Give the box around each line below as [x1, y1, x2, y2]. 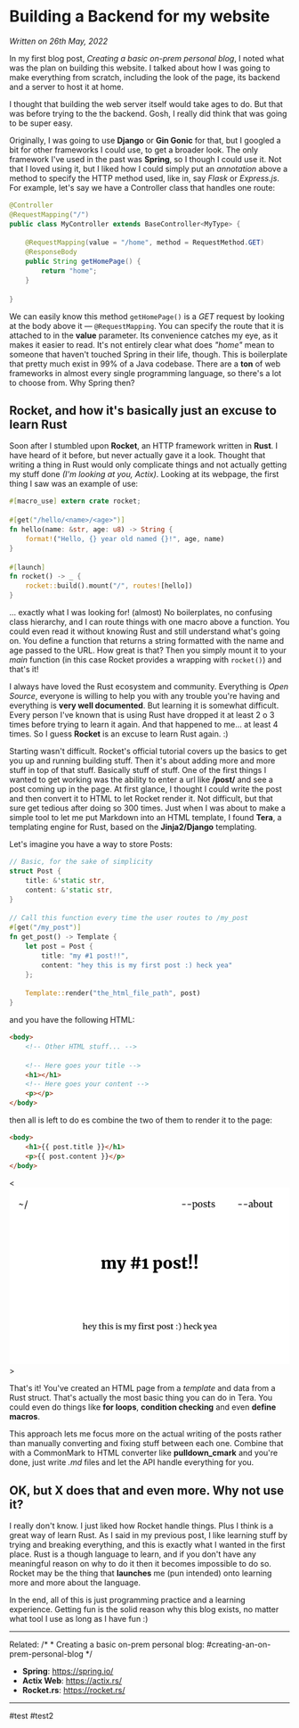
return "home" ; [41, 267, 98, 276]
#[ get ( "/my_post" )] [9, 923, 82, 933]
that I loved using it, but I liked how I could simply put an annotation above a [9, 163, 288, 174]
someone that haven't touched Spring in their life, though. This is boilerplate [9, 349, 287, 359]
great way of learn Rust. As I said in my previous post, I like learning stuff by [9, 1530, 287, 1541]
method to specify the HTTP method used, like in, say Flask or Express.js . [9, 172, 280, 184]
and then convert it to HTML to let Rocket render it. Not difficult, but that [9, 794, 273, 803]
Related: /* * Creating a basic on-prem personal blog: [9, 1639, 205, 1650]
